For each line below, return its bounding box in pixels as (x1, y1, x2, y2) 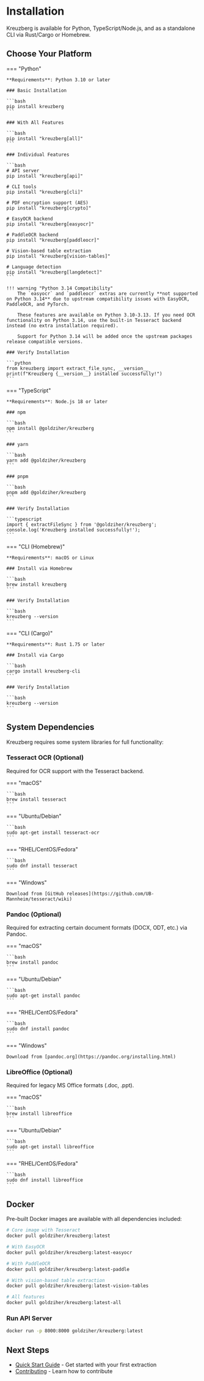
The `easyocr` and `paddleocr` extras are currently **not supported (17, 290, 199, 297)
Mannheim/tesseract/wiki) (6, 896, 72, 902)
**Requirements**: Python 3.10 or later (6, 76, 111, 83)
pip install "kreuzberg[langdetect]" (6, 269, 103, 275)
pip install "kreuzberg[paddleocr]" (6, 237, 100, 243)
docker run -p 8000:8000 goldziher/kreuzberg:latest (6, 1328, 144, 1334)
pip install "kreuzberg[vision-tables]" (6, 253, 111, 259)
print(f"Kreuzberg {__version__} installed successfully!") (6, 371, 163, 377)
